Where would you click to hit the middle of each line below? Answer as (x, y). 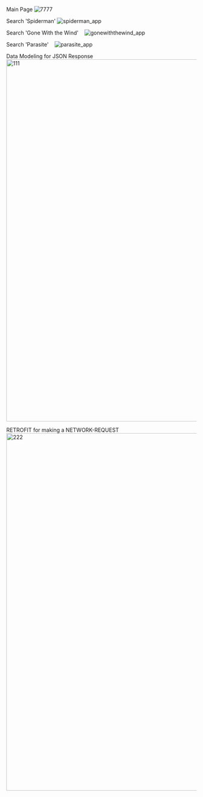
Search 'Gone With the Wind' (42, 33)
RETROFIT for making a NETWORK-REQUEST (63, 430)
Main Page (20, 9)
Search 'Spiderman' (31, 21)
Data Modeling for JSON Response (50, 56)
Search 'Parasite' (27, 44)
